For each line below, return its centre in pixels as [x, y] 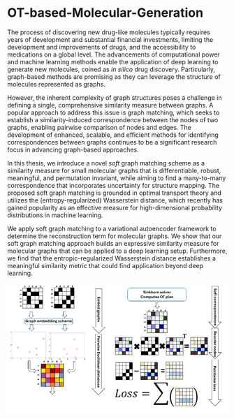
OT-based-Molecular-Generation [105, 13]
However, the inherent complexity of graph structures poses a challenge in [115, 97]
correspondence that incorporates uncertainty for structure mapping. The [114, 185]
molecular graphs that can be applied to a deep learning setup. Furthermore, [117, 251]
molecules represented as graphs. [57, 84]
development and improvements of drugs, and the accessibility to [102, 47]
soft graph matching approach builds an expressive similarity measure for [113, 243]
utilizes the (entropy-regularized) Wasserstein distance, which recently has [115, 200]
